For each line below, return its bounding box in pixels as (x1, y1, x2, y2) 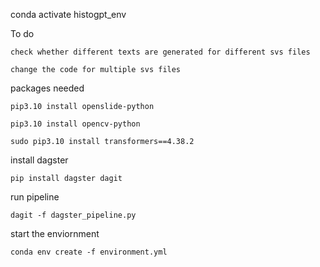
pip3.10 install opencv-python (10, 119, 141, 129)
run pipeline (10, 191, 60, 203)
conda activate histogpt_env (10, 9, 127, 20)
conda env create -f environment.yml (10, 247, 168, 257)
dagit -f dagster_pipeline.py (10, 210, 137, 220)
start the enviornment (10, 228, 100, 239)
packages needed (10, 82, 85, 94)
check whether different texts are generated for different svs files (10, 47, 311, 57)
